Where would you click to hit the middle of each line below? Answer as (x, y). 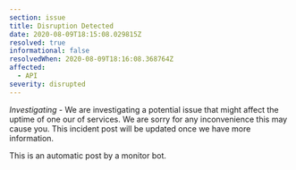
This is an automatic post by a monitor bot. (88, 155)
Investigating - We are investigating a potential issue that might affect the (144, 109)
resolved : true (38, 42)
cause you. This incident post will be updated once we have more (130, 128)
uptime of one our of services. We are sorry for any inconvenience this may (148, 119)
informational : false (50, 51)
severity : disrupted (48, 84)
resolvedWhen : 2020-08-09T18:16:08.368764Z (92, 59)
